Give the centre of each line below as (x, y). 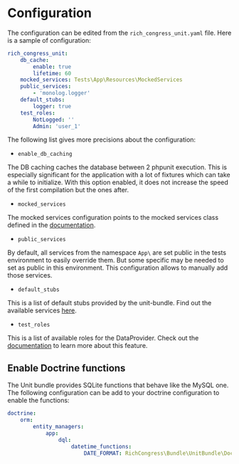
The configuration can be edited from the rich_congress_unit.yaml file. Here (119, 33)
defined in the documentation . (52, 225)
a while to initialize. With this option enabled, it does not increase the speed (118, 182)
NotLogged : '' (54, 120)
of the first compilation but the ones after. (68, 190)
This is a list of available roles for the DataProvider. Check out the (103, 338)
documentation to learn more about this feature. (78, 346)
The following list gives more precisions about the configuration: (102, 139)
